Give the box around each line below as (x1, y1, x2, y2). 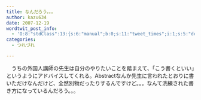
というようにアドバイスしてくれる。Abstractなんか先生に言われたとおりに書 (6, 72, 194, 79)
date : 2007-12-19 (6, 20, 50, 26)
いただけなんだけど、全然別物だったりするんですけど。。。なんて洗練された (6, 79, 189, 87)
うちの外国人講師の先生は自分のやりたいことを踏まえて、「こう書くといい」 (11, 64, 194, 72)
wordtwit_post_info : (6, 25, 58, 32)
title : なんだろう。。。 (6, 8, 56, 15)
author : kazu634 (6, 14, 47, 20)
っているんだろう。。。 (26, 87, 79, 94)
